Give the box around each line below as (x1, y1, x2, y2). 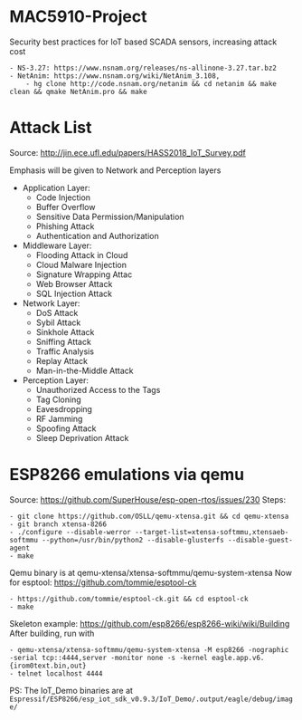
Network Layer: (22, 297, 80, 309)
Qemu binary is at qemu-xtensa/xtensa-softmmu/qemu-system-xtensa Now (9, 567, 292, 578)
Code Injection (35, 192, 91, 203)
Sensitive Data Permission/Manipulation (35, 211, 184, 222)
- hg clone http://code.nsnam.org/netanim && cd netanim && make (25, 79, 278, 88)
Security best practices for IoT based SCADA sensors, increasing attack (9, 36, 278, 47)
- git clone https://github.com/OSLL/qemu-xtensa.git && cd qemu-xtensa (9, 512, 289, 521)
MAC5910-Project (9, 6, 147, 27)
